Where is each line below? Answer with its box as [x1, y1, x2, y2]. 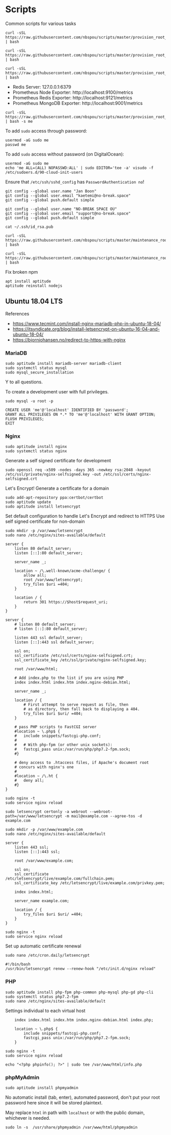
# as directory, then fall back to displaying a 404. [23, 707, 140, 712]
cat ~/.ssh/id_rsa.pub [5, 224, 53, 229]
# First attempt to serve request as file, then [23, 702, 129, 707]
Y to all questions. [5, 379, 43, 385]
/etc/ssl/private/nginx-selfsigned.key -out [5, 472, 101, 477]
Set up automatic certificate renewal [5, 943, 81, 949]
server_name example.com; [14, 899, 70, 904]
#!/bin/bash [5, 962, 31, 967]
